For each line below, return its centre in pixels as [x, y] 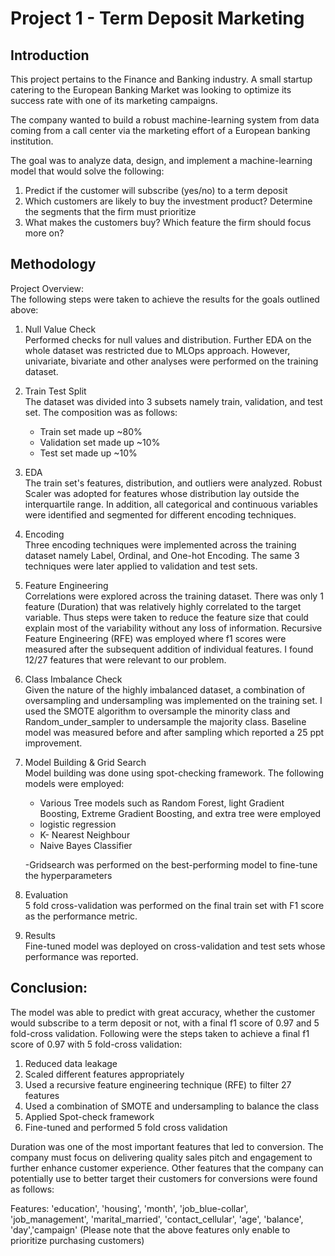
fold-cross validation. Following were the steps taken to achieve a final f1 [160, 1033]
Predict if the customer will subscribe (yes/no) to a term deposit [156, 190]
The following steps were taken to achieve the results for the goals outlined [165, 299]
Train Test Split [55, 391]
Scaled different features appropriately [104, 1074]
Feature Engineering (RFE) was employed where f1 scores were [155, 638]
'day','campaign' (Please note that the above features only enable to [150, 1229]
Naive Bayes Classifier [86, 845]
